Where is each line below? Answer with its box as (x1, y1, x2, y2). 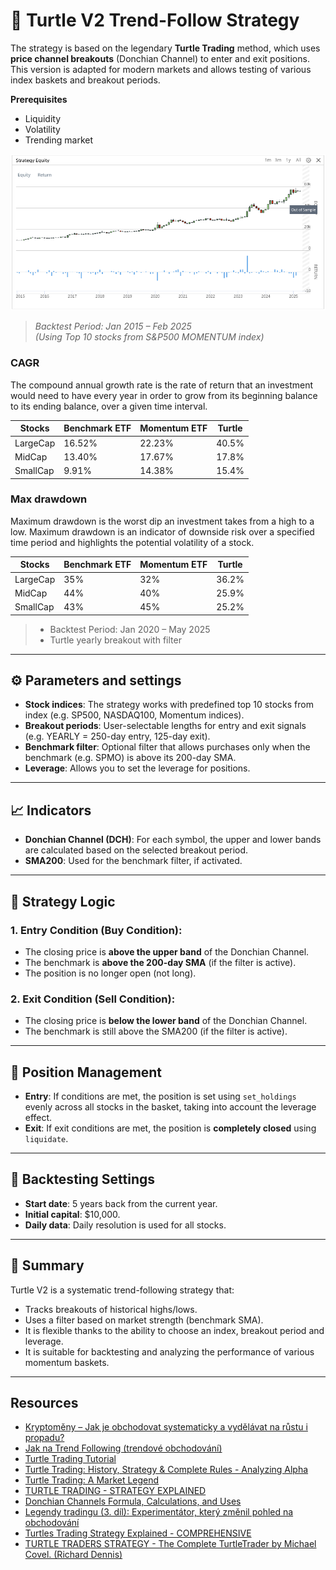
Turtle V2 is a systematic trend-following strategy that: (10, 1284, 235, 1296)
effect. (24, 1112, 53, 1123)
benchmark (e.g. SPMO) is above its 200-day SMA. (24, 752, 237, 764)
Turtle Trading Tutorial (24, 1453, 117, 1465)
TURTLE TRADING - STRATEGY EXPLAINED (24, 1485, 207, 1497)
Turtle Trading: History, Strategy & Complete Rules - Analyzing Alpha (24, 1464, 309, 1476)
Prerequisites (10, 93, 68, 105)
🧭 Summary (10, 1257, 85, 1274)
